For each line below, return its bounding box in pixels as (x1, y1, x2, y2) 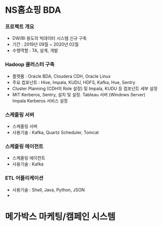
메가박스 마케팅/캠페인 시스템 (5, 211, 116, 222)
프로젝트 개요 (5, 23, 34, 30)
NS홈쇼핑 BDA (5, 4, 61, 16)
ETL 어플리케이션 (5, 175, 44, 182)
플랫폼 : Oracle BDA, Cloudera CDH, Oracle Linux (12, 73, 111, 79)
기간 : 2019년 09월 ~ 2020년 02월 (12, 41, 79, 47)
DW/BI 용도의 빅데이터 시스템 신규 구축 (12, 35, 87, 41)
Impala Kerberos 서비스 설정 (12, 98, 68, 104)
